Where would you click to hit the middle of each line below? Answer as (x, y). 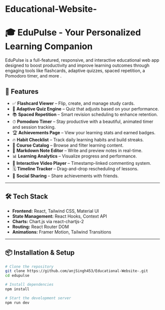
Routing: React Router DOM (41, 227)
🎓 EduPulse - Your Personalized (73, 33)
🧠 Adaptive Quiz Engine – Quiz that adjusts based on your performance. (85, 109)
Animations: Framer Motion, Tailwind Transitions (62, 232)
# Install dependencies (29, 285)
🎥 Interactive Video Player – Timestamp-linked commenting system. (82, 163)
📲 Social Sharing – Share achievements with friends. (65, 176)
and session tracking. (34, 127)
